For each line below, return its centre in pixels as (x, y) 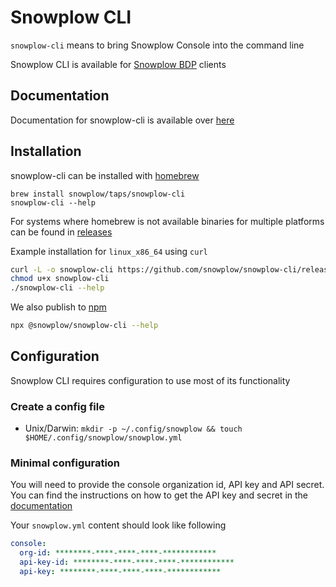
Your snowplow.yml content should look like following (118, 525)
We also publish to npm (58, 307)
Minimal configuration (65, 463)
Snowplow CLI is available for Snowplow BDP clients (118, 64)
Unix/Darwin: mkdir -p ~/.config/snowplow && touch (133, 428)
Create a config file (57, 406)
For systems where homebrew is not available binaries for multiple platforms (167, 221)
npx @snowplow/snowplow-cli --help (84, 326)
